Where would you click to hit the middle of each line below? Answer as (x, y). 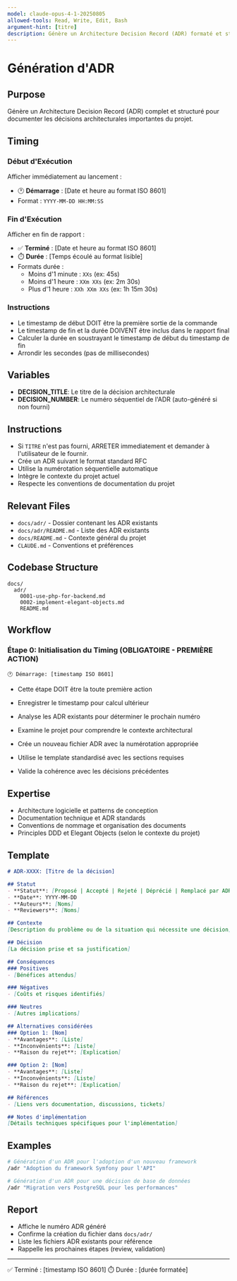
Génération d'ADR (61, 68)
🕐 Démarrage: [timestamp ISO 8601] (61, 675)
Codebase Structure (53, 568)
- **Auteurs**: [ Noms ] (41, 904)
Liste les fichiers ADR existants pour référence (85, 1241)
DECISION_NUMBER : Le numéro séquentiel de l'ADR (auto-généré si (117, 399)
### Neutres (25, 1007)
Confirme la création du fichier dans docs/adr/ (85, 1234)
